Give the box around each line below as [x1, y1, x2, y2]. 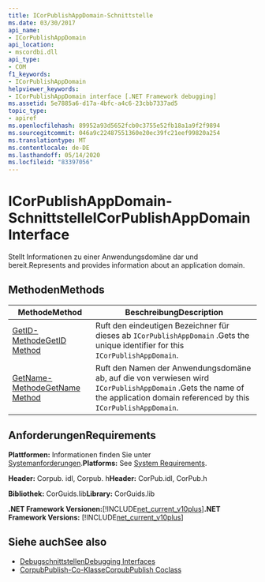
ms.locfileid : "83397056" [8, 159, 93, 167]
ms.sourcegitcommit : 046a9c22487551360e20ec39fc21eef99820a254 [8, 129, 221, 137]
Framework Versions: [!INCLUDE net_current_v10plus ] [8, 513, 184, 522]
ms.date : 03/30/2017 [8, 19, 77, 27]
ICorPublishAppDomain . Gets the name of [95, 382, 244, 393]
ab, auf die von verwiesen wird [95, 372, 209, 383]
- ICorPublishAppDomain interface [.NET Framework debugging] [8, 92, 217, 100]
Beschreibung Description [125, 306, 224, 317]
